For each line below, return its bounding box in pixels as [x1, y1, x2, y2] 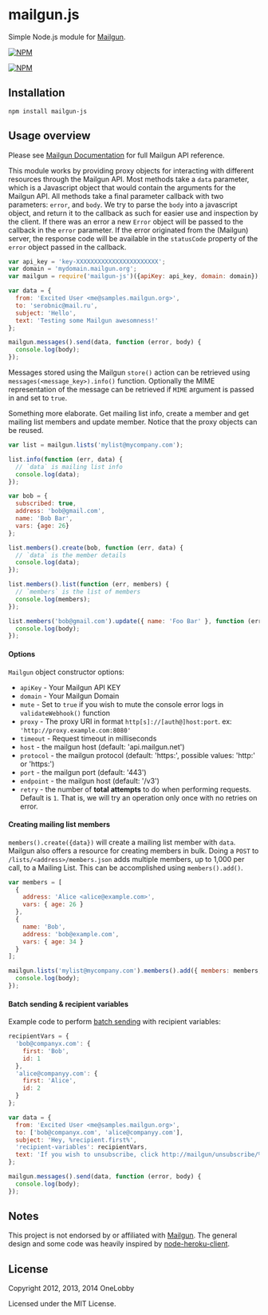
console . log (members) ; [15, 595, 91, 603]
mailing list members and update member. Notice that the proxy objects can [8, 417, 258, 427]
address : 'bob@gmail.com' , [15, 507, 105, 515]
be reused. [8, 426, 44, 435]
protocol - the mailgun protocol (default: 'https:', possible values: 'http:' [19, 750, 255, 760]
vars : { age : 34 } [22, 937, 84, 946]
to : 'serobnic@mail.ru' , [15, 301, 98, 309]
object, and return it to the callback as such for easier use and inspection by [8, 208, 258, 217]
